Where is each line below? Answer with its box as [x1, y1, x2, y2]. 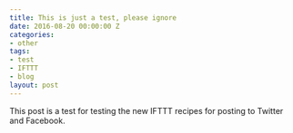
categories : [9, 30, 55, 39]
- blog [9, 72, 35, 81]
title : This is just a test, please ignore [9, 13, 177, 23]
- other [9, 38, 39, 48]
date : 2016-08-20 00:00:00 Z [9, 22, 120, 31]
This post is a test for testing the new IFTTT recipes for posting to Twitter [9, 105, 284, 116]
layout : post [9, 81, 59, 90]
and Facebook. [9, 115, 66, 126]
